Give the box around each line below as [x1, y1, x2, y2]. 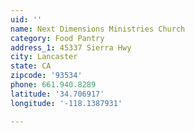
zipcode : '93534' [10, 71, 83, 81]
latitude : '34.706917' [10, 89, 105, 99]
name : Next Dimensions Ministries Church [10, 24, 186, 34]
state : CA [10, 61, 52, 71]
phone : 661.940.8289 [10, 80, 97, 90]
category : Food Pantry [10, 33, 105, 43]
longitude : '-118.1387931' [10, 98, 123, 108]
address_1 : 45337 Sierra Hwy [10, 42, 132, 53]
